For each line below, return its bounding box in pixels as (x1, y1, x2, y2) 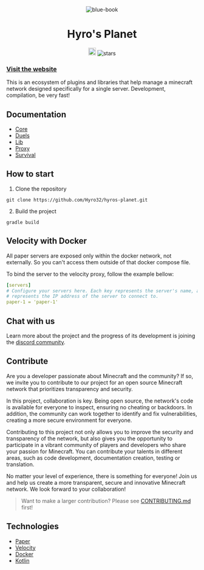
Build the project (15, 207, 56, 215)
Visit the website (6, 65, 57, 73)
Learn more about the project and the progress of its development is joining (6, 332, 195, 339)
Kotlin (15, 557, 30, 564)
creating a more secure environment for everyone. (6, 417, 132, 424)
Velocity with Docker (6, 236, 87, 246)
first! (21, 504, 33, 511)
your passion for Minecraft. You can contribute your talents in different (6, 448, 183, 455)
